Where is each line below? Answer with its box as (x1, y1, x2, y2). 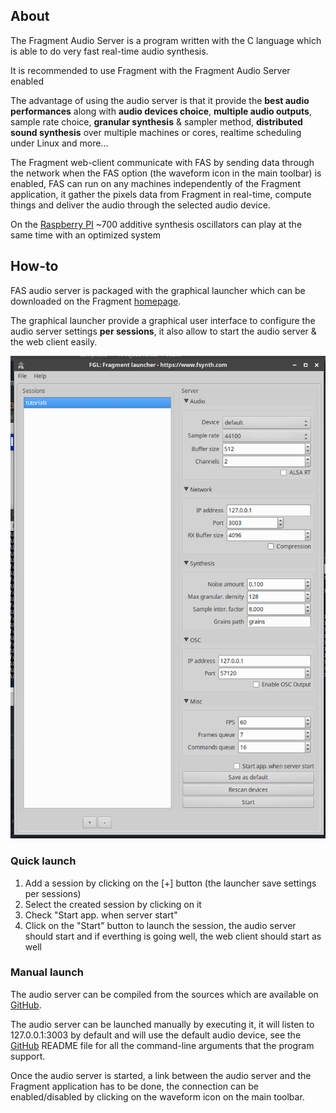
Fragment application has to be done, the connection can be (10, 1080, 259, 1092)
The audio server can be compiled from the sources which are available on (10, 988, 319, 1000)
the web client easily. (10, 335, 98, 348)
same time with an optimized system (10, 229, 161, 241)
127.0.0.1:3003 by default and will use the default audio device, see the (10, 1029, 302, 1041)
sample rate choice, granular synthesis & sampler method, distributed (10, 115, 303, 128)
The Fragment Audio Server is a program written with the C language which (10, 34, 322, 46)
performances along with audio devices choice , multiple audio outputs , (10, 105, 312, 117)
